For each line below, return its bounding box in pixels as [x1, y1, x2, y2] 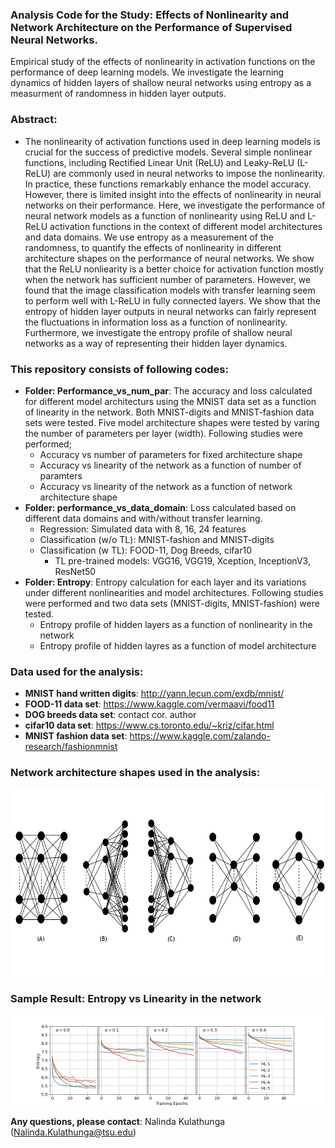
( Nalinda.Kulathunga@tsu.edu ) [10, 1126, 137, 1138]
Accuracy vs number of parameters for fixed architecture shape [39, 448, 303, 460]
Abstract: [10, 113, 58, 127]
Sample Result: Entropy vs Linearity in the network [10, 992, 262, 1006]
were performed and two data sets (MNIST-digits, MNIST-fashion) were [24, 597, 320, 609]
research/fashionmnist [24, 741, 118, 753]
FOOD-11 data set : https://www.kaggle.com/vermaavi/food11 [24, 698, 275, 710]
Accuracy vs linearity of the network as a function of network [39, 480, 293, 492]
